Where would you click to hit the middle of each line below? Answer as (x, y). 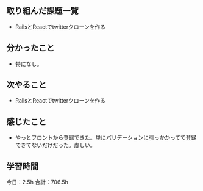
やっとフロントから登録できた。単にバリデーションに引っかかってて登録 (106, 138)
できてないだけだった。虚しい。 (55, 145)
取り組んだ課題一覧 (42, 11)
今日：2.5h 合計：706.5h (37, 182)
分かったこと (30, 48)
